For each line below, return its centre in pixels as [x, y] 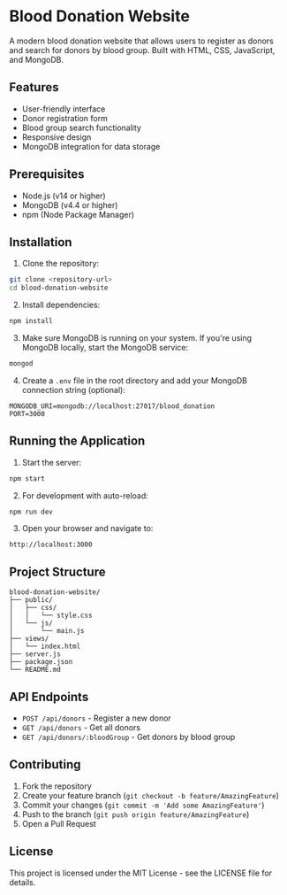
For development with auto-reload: [85, 495]
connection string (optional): [73, 390]
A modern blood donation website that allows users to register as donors [141, 41]
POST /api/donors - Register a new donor [97, 718]
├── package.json [41, 662]
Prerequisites [47, 174]
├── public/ [31, 600]
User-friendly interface [64, 109]
